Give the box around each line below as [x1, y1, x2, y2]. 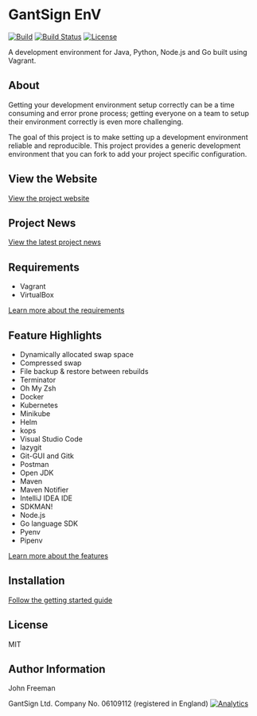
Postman [19, 460, 49, 469]
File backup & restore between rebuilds [19, 367, 149, 376]
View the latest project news [8, 237, 102, 247]
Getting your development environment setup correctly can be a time [8, 99, 235, 109]
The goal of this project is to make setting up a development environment [8, 132, 248, 142]
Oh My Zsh [19, 383, 56, 393]
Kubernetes [19, 400, 58, 410]
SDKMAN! [19, 502, 53, 511]
